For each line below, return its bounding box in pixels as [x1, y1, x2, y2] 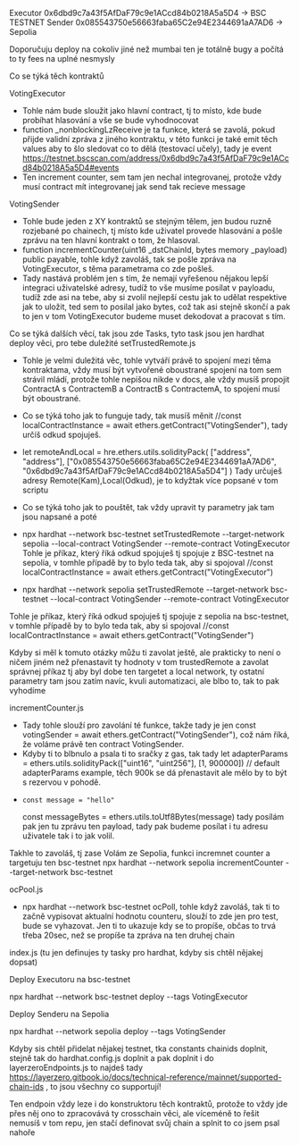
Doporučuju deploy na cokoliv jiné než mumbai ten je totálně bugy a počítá [9, 44, 284, 55]
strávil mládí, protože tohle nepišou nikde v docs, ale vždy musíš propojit [21, 375, 290, 384]
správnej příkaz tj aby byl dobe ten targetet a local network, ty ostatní [9, 666, 265, 677]
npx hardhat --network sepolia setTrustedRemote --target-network [21, 585, 270, 594]
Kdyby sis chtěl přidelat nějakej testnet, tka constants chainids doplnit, [9, 1043, 268, 1054]
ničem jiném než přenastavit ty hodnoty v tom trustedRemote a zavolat [9, 657, 270, 667]
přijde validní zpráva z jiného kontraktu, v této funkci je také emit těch [21, 134, 278, 144]
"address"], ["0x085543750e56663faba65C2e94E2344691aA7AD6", [21, 456, 277, 467]
